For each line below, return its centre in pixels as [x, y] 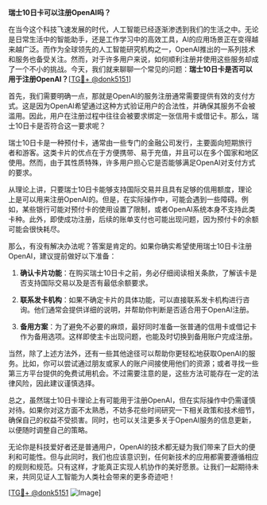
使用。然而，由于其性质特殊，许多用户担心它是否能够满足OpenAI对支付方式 [132, 163]
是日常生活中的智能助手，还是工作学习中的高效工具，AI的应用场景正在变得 [130, 39]
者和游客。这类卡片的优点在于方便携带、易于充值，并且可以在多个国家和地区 [133, 153]
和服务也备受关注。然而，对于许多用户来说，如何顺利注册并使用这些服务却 [130, 59]
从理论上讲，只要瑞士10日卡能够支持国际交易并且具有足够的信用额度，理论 [130, 189]
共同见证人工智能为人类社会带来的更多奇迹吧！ [99, 477]
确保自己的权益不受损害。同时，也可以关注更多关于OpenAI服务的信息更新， [132, 420]
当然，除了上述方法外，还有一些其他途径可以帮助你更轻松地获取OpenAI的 [128, 353]
